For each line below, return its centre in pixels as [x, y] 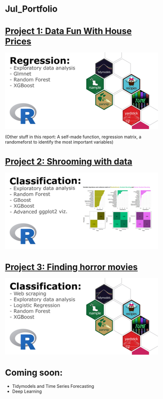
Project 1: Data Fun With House [68, 31]
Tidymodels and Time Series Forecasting [53, 386]
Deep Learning [27, 391]
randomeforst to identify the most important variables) [59, 142]
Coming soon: [34, 373]
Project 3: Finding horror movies [72, 267]
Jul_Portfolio [31, 9]
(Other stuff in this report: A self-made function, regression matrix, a [73, 137]
